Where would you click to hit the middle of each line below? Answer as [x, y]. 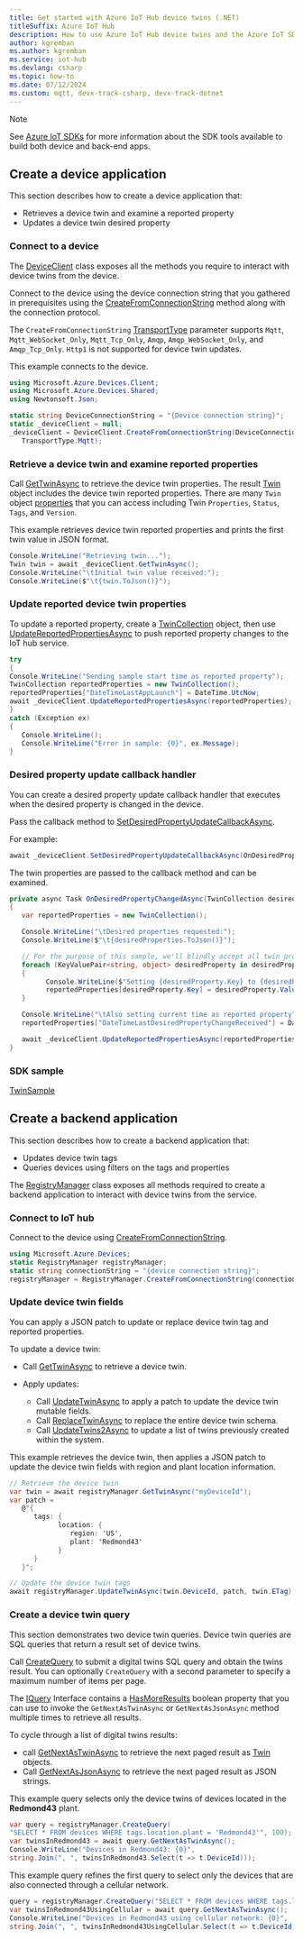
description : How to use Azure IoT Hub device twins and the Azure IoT [147, 34]
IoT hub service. [39, 643]
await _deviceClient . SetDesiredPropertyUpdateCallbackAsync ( [127, 856]
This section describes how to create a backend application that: [129, 1140]
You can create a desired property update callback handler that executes [145, 794]
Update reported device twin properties [98, 604]
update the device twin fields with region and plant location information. [143, 1467]
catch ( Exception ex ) [50, 718]
